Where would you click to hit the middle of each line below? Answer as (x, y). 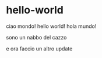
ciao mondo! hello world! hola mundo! (51, 26)
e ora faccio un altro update (39, 48)
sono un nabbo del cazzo (36, 37)
